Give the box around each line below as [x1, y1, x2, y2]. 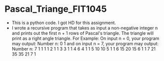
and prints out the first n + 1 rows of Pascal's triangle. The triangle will [11, 30, 154, 36]
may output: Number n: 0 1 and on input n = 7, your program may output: [11, 40, 159, 46]
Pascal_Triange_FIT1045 [4, 3, 107, 15]
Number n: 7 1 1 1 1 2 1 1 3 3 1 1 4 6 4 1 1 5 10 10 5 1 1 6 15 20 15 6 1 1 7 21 [11, 46, 156, 52]
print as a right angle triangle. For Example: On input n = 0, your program [11, 35, 160, 41]
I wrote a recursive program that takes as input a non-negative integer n [11, 25, 158, 30]
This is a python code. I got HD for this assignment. [11, 20, 116, 26]
